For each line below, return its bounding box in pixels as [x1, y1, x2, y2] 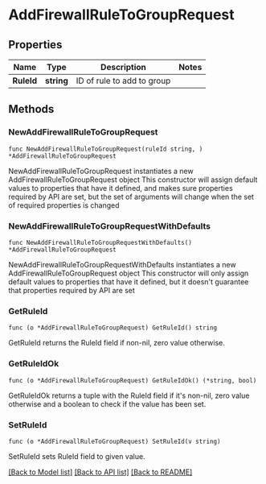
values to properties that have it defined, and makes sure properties [8, 183, 233, 192]
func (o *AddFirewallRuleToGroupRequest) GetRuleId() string [8, 324, 218, 332]
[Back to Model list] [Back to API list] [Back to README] [8, 467, 193, 477]
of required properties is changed [8, 200, 120, 210]
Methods [8, 102, 55, 116]
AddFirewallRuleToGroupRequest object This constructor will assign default [8, 175, 258, 184]
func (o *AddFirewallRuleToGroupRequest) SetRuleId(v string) [8, 437, 221, 445]
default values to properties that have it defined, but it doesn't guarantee [8, 276, 249, 287]
